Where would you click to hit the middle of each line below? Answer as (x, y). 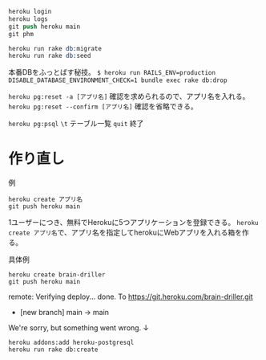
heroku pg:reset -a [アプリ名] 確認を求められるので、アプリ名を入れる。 (129, 96)
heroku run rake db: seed (50, 56)
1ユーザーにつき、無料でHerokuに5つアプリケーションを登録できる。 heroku (133, 223)
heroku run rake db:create (53, 350)
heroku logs (28, 19)
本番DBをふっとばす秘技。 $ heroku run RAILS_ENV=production (112, 72)
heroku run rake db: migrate (55, 48)
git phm (21, 34)
